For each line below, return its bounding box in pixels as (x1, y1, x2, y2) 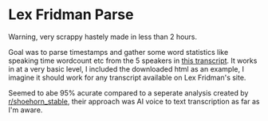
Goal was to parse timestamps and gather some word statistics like (8, 47, 229, 57)
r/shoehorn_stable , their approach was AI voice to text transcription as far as (8, 96, 260, 106)
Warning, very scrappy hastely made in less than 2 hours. (8, 32, 198, 41)
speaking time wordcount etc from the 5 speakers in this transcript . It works (8, 56, 258, 65)
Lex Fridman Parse (8, 6, 134, 24)
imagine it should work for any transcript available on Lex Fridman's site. (8, 72, 246, 82)
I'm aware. (8, 105, 43, 115)
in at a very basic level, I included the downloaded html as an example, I (8, 64, 245, 73)
